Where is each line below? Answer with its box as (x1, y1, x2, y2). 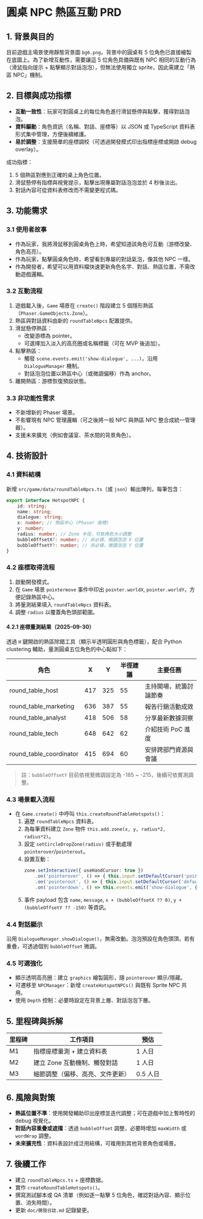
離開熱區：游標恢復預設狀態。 (14, 377, 89, 384)
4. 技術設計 (6, 451, 48, 461)
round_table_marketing (9, 702, 74, 710)
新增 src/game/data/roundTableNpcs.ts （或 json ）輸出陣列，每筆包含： (6, 485, 184, 492)
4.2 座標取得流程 (6, 563, 56, 571)
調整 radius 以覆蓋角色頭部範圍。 (14, 608, 98, 616)
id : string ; (17, 503, 47, 509)
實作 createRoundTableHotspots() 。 (14, 1183, 103, 1191)
